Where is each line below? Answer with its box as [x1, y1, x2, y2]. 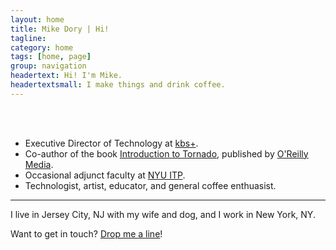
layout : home [10, 14, 65, 25]
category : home [10, 42, 74, 53]
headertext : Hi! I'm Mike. [10, 71, 123, 81]
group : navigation [10, 61, 87, 71]
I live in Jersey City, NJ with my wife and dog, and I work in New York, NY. [10, 208, 316, 220]
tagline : [10, 33, 47, 43]
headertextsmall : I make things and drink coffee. [10, 80, 226, 90]
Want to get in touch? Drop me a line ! [10, 227, 163, 240]
